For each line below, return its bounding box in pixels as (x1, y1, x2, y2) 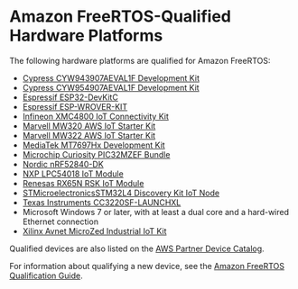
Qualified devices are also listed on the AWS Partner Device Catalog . (9, 243, 265, 254)
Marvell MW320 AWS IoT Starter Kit (22, 120, 156, 131)
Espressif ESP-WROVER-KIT (22, 101, 128, 112)
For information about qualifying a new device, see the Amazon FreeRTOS (9, 260, 284, 271)
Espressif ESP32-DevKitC (22, 92, 119, 103)
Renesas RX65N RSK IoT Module (22, 177, 144, 188)
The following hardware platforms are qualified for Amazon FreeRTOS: (9, 55, 271, 66)
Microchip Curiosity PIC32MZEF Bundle (22, 149, 171, 159)
